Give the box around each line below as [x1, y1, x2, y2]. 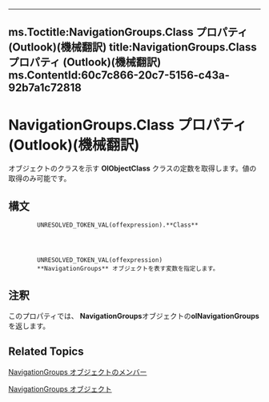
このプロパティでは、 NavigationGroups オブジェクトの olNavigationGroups [8, 311, 260, 320]
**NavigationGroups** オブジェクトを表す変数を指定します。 [37, 265, 219, 273]
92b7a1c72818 [8, 81, 82, 94]
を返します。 [8, 321, 50, 331]
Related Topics [8, 345, 84, 359]
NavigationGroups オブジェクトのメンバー [8, 367, 147, 376]
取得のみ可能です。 [8, 174, 71, 183]
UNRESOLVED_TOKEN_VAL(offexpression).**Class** [37, 221, 199, 229]
